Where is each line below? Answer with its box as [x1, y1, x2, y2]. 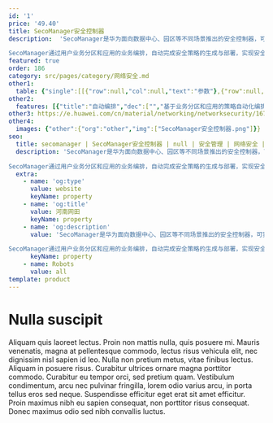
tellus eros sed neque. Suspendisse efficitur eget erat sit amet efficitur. [8, 389, 246, 399]
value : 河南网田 [29, 207, 80, 216]
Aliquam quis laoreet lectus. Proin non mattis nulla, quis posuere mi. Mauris [8, 337, 260, 347]
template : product [8, 275, 71, 283]
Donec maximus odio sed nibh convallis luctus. [8, 406, 166, 416]
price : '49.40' [8, 20, 60, 28]
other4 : [8, 117, 35, 126]
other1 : [8, 79, 35, 88]
